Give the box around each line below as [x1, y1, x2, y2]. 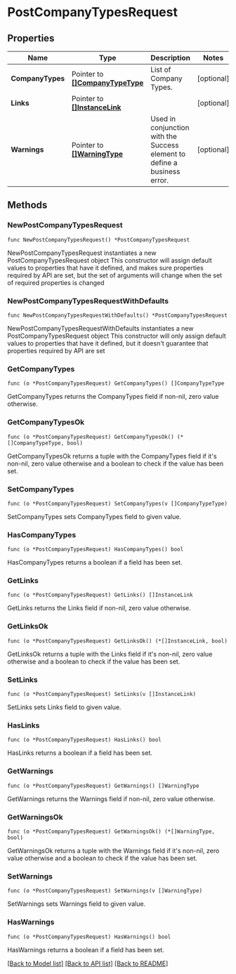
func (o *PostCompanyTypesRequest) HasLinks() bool [7, 737, 162, 744]
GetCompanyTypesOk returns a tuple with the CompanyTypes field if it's [7, 452, 217, 460]
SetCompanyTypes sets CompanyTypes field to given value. [7, 512, 181, 520]
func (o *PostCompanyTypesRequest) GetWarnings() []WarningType [7, 782, 199, 789]
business [150, 166, 181, 176]
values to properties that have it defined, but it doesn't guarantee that [7, 338, 209, 348]
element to [150, 149, 186, 159]
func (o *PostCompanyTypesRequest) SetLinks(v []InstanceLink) [7, 691, 197, 698]
